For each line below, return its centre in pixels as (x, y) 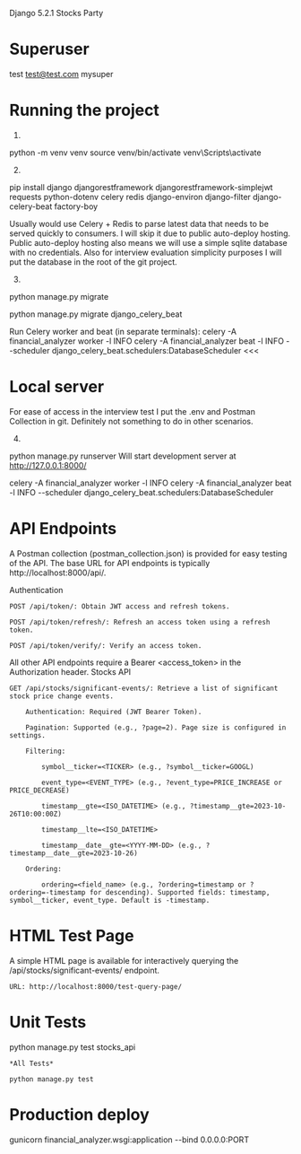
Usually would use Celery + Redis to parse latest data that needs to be (139, 223)
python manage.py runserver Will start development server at (123, 456)
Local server (57, 387)
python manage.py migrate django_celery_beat (96, 314)
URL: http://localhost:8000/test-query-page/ (95, 986)
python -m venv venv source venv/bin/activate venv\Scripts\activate (135, 153)
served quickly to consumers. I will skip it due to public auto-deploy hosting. (150, 233)
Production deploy (79, 1114)
